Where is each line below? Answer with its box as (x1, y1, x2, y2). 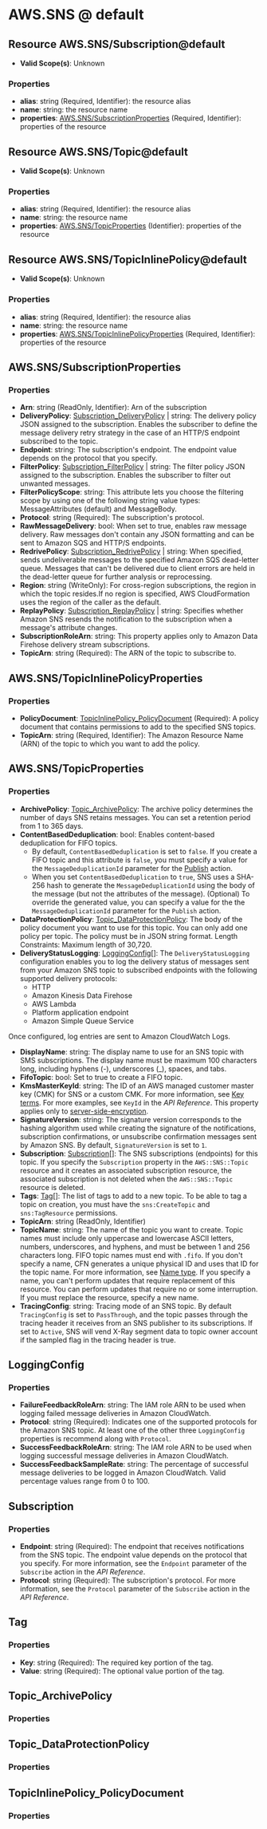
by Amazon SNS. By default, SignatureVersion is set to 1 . (19, 1140, 207, 1149)
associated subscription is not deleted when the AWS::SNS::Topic (19, 1174, 234, 1184)
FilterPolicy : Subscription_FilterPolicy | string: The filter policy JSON (19, 462, 245, 471)
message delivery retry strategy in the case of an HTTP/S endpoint (19, 428, 241, 438)
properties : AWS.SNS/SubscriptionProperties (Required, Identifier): (19, 113, 241, 123)
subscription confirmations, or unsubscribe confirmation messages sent (19, 1131, 257, 1141)
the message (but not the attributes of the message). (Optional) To (31, 889, 250, 898)
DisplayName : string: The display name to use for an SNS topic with (19, 1047, 245, 1056)
